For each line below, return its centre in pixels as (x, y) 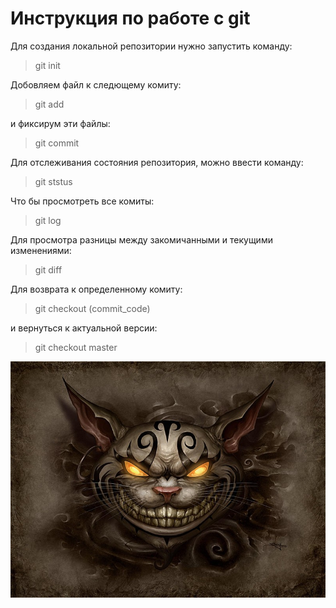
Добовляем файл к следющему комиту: (96, 84)
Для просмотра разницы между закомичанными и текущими (141, 239)
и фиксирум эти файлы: (60, 123)
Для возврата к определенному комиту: (96, 289)
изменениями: (41, 250)
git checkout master (76, 347)
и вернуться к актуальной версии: (84, 328)
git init (47, 65)
